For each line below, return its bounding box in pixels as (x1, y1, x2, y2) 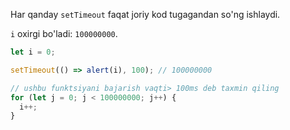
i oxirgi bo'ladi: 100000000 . (10, 28, 118, 39)
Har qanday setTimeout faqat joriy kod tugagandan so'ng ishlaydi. (10, 9, 281, 20)
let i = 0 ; (10, 47, 56, 57)
